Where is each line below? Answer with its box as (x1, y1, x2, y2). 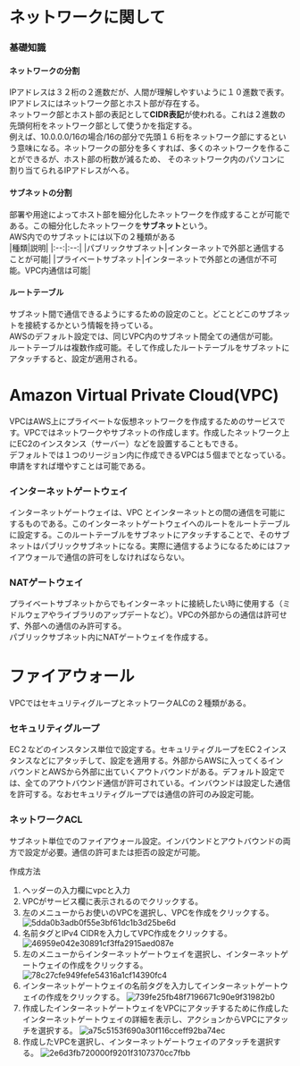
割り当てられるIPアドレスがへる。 (9, 165, 134, 176)
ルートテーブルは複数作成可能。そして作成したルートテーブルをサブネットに (9, 342, 290, 352)
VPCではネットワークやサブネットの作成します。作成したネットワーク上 (23, 427, 290, 437)
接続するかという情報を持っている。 (24, 319, 158, 330)
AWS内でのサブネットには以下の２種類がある (9, 231, 176, 241)
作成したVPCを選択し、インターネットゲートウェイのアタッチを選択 (21, 1036, 274, 1046)
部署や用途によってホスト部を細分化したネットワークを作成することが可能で (9, 208, 290, 219)
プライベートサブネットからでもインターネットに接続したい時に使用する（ (9, 598, 283, 609)
